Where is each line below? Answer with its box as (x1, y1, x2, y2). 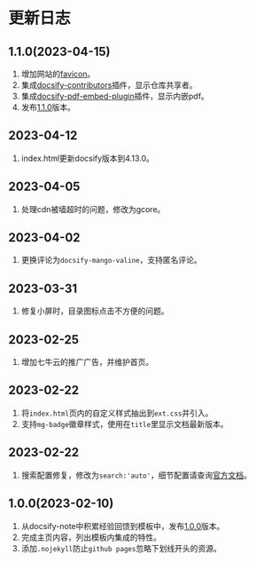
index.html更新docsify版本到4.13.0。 (20, 153, 154, 163)
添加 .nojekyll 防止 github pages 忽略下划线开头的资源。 (20, 542, 222, 553)
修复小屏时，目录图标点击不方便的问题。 (20, 305, 169, 316)
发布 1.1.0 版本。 (20, 102, 76, 112)
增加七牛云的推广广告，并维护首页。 (20, 357, 154, 368)
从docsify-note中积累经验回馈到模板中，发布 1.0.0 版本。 (20, 520, 225, 531)
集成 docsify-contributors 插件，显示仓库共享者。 (20, 80, 198, 90)
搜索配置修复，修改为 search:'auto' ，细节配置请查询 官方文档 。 (20, 470, 252, 480)
